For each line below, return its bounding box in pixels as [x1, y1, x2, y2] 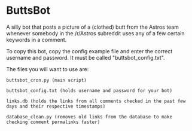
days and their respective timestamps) [6, 103, 106, 109]
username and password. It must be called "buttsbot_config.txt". [6, 54, 166, 61]
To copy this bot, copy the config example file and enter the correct [6, 47, 173, 54]
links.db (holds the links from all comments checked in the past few [6, 98, 186, 104]
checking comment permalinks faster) [6, 119, 100, 125]
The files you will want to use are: [6, 65, 89, 72]
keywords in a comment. [6, 36, 67, 43]
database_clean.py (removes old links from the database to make [6, 114, 172, 120]
